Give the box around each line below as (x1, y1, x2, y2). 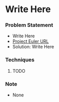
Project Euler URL (12, 38, 49, 44)
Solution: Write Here (12, 44, 54, 50)
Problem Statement (5, 22, 53, 29)
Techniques (5, 57, 35, 64)
